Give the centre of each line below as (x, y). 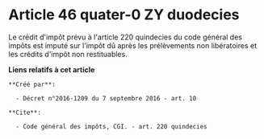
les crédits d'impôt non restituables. (68, 54)
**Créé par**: (32, 84)
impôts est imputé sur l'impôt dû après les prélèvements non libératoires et (133, 45)
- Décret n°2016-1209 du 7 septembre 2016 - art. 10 (106, 98)
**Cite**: (25, 112)
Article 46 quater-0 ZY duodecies (124, 15)
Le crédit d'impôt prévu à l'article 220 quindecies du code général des (125, 37)
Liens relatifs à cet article (52, 69)
